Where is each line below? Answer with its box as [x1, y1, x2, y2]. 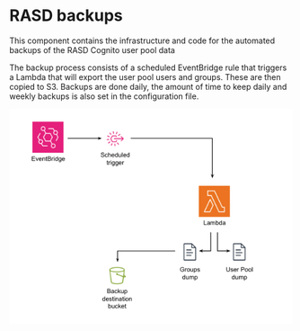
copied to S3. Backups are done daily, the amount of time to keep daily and [9, 81, 287, 92]
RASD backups [9, 5, 123, 26]
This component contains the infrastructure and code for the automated [9, 35, 276, 46]
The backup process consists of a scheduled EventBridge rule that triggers [9, 62, 287, 73]
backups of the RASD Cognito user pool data [9, 44, 175, 55]
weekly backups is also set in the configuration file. [9, 91, 199, 102]
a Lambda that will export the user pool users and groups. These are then [9, 71, 281, 82]
